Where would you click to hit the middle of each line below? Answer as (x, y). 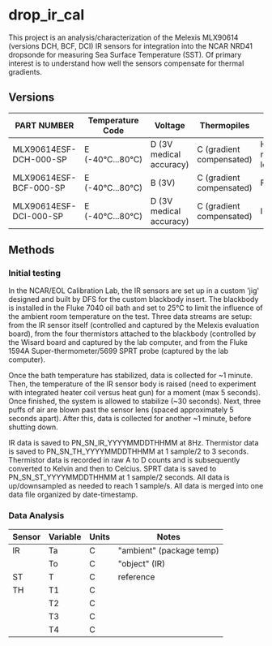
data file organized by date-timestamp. (73, 495)
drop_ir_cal (47, 15)
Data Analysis (36, 515)
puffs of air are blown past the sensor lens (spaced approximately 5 (121, 410)
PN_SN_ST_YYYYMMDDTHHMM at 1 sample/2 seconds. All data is (119, 477)
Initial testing (35, 273)
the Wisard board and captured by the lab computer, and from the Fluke (128, 342)
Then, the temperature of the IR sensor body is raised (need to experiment (132, 384)
